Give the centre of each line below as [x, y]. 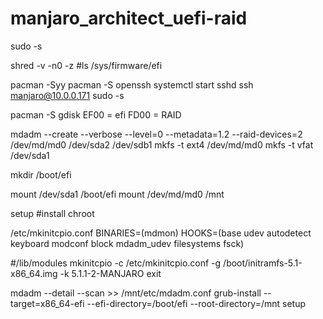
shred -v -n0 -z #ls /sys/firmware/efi [86, 65]
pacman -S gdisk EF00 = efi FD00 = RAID [96, 114]
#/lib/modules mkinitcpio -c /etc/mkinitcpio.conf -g [116, 263]
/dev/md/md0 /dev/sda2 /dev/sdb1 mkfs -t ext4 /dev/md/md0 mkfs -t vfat [162, 144]
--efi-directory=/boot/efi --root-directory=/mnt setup [196, 303]
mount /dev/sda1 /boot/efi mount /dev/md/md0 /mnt [117, 194]
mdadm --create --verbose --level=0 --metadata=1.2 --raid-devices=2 [156, 134]
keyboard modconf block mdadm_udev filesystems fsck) [127, 243]
